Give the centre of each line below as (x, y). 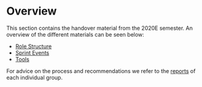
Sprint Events (32, 52)
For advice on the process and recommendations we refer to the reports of (101, 71)
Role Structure (33, 46)
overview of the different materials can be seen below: (75, 34)
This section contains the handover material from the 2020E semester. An (100, 28)
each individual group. (35, 77)
